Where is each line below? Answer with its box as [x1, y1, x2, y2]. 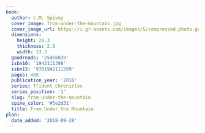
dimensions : [11, 32, 42, 38]
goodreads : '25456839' [11, 55, 69, 61]
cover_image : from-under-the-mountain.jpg [11, 20, 121, 26]
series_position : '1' [11, 89, 67, 95]
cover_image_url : [11, 26, 56, 32]
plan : [6, 112, 20, 118]
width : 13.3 [17, 49, 47, 55]
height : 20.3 [17, 37, 50, 44]
